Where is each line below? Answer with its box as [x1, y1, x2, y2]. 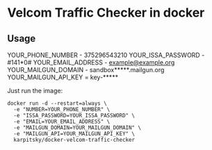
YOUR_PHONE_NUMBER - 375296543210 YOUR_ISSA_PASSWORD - [7, 51, 205, 59]
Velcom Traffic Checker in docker [7, 5, 205, 21]
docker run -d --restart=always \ [7, 100, 108, 107]
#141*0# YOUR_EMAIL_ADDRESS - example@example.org [7, 58, 175, 67]
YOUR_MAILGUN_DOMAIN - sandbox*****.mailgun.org [7, 66, 165, 74]
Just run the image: [7, 87, 63, 94]
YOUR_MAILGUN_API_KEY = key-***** [7, 73, 119, 81]
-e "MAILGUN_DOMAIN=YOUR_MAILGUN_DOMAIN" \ [13, 124, 141, 131]
